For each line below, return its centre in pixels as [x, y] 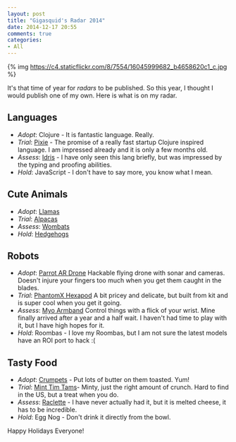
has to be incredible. [47, 410]
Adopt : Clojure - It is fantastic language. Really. [86, 134]
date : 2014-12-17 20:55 [42, 27]
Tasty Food [32, 363]
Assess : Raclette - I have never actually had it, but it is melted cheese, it [122, 402]
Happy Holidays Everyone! [46, 431]
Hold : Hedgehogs [43, 234]
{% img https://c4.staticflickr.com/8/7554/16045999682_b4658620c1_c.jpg [117, 67]
